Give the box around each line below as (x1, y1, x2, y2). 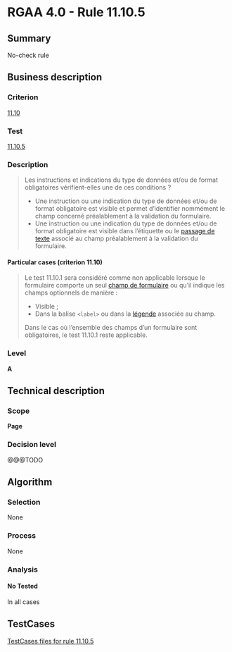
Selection (7, 498, 41, 508)
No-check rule (7, 51, 49, 59)
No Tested (7, 582, 39, 591)
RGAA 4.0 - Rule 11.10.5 (7, 4, 146, 20)
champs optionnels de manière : (24, 288, 118, 297)
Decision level (7, 440, 56, 450)
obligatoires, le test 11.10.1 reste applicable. (24, 331, 148, 339)
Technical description (7, 385, 105, 397)
